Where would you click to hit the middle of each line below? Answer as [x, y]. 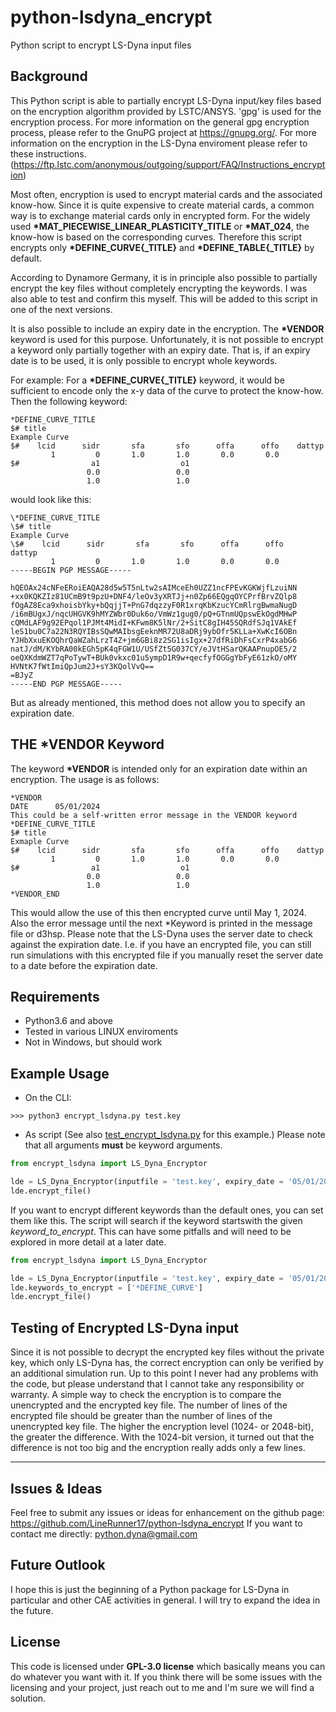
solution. [28, 1698]
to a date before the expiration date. [84, 965]
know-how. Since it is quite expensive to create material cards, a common [162, 205]
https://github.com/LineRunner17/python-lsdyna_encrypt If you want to [156, 1523]
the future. [32, 1610]
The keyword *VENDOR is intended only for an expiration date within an [159, 768]
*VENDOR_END [35, 894]
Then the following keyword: [69, 401]
